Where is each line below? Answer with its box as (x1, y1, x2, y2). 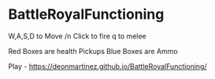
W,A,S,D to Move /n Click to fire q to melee (8, 31, 147, 41)
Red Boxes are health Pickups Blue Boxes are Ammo (8, 46, 179, 56)
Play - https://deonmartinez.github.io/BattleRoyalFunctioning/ (8, 61, 207, 71)
